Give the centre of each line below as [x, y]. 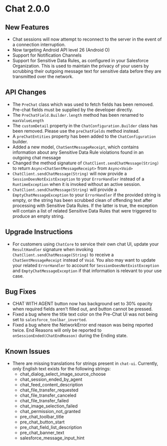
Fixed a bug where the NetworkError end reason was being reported [83, 325]
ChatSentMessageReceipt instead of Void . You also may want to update [84, 260]
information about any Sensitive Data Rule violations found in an [78, 152]
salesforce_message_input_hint [52, 438]
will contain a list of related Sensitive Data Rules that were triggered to [84, 210]
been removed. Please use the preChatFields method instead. [76, 131]
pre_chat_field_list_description [51, 427]
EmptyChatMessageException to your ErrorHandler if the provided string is [86, 195]
